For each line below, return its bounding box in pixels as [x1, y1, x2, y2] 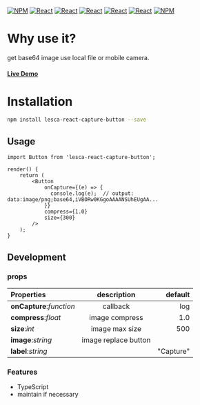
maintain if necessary [17, 390, 79, 399]
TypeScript [17, 383, 49, 391]
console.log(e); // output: [50, 190, 134, 197]
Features [7, 367, 38, 377]
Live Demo [7, 69, 39, 77]
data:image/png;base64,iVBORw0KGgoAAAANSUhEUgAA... [7, 196, 159, 203]
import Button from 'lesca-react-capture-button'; [7, 154, 156, 161]
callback [102, 301, 130, 311]
